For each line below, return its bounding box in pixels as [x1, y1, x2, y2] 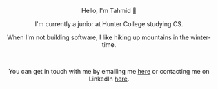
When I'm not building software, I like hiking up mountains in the [6, 33, 190, 41]
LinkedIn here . [88, 75, 130, 83]
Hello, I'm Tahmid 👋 [81, 7, 137, 14]
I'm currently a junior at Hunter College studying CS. [34, 20, 184, 28]
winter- [190, 33, 212, 41]
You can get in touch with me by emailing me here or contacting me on [8, 68, 210, 75]
